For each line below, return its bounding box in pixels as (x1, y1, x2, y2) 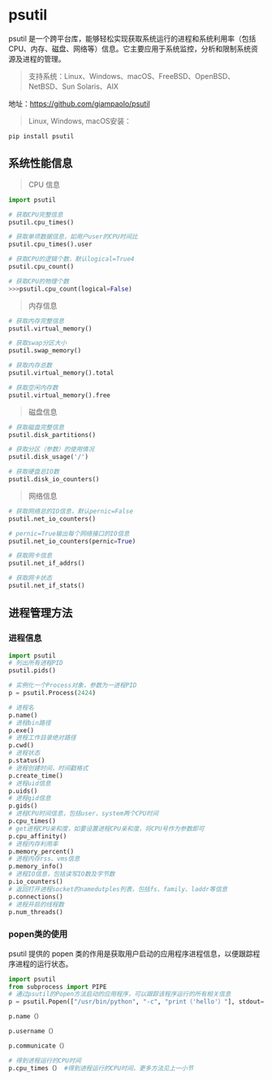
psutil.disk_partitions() (8, 431, 96, 439)
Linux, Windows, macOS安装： (28, 116, 132, 125)
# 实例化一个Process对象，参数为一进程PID (8, 681, 137, 689)
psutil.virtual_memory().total (8, 369, 114, 377)
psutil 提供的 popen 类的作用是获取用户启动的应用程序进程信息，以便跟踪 (8, 948, 253, 958)
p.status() (8, 757, 45, 765)
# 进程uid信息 (8, 779, 51, 787)
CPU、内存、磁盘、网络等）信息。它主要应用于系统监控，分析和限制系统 (8, 43, 252, 54)
